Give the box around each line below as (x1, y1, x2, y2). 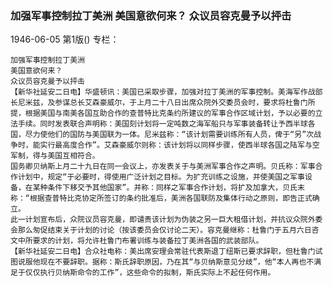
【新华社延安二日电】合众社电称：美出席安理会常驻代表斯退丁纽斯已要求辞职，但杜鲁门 (10, 247, 316, 257)
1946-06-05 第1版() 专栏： (10, 33, 120, 46)
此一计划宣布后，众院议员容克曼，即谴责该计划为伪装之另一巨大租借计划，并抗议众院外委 (10, 215, 323, 225)
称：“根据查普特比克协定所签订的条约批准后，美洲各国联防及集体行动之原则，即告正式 (10, 193, 313, 204)
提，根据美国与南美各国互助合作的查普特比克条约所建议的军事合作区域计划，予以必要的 (10, 108, 316, 119)
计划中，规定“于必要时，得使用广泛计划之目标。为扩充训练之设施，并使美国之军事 (17, 172, 305, 182)
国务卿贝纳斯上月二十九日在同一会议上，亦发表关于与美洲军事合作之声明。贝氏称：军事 (10, 162, 316, 172)
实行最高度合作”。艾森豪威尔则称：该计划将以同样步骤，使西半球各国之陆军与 (39, 140, 313, 151)
